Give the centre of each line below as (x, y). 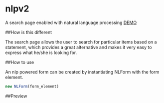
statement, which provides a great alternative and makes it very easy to (79, 47)
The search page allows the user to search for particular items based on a (81, 42)
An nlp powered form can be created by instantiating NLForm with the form (82, 72)
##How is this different (29, 32)
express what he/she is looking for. (41, 52)
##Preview (16, 96)
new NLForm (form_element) (32, 86)
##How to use (20, 62)
